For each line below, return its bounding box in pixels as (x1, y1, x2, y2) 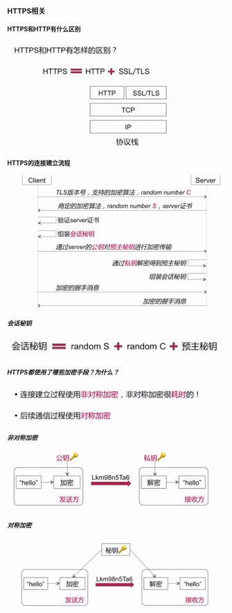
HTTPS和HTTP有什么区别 (7, 24, 81, 33)
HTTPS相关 (7, 6, 46, 15)
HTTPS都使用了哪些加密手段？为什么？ (7, 368, 119, 376)
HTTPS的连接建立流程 (7, 159, 71, 167)
